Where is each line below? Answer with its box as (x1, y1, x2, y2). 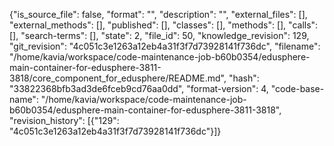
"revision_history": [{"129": (9, 115, 120, 126)
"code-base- (270, 83, 325, 94)
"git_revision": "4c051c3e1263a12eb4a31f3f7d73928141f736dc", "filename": (9, 40, 321, 52)
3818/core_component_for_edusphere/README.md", (9, 72, 227, 84)
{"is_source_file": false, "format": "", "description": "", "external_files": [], (9, 9, 308, 20)
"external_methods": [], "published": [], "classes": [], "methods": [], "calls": (9, 19, 319, 31)
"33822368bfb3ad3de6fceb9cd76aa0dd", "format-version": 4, (9, 83, 269, 94)
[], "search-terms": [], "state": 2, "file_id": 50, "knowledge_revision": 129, (9, 30, 310, 41)
